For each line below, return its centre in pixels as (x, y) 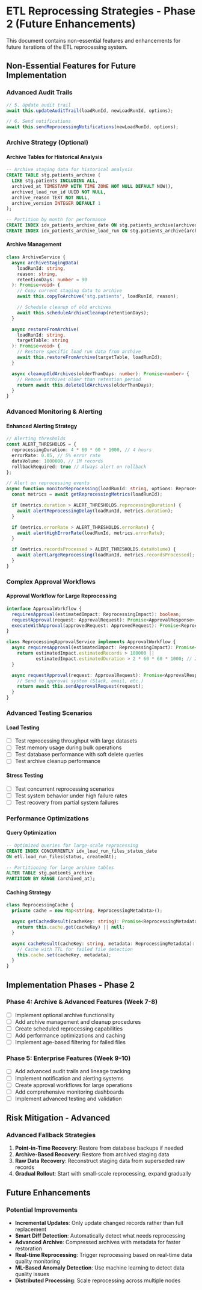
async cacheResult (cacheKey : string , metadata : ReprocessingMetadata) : (103, 944)
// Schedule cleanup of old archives (64, 307)
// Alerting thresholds (36, 439)
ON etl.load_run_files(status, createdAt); (62, 856)
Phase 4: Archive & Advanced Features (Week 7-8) (82, 1002)
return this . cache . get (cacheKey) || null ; (71, 927)
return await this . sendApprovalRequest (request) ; (81, 687)
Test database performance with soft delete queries (79, 755)
